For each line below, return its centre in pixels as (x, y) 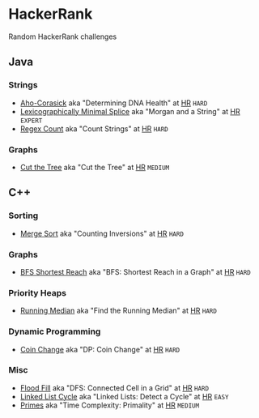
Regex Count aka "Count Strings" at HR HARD (94, 128)
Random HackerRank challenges (63, 36)
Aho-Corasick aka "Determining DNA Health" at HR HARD (114, 103)
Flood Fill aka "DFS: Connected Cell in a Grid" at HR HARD (114, 388)
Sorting (23, 215)
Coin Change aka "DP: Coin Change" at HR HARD (100, 349)
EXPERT (31, 121)
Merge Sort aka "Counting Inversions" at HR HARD (102, 233)
